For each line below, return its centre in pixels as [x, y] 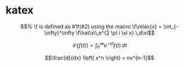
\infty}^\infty [59, 32]
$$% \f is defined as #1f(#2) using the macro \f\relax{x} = [91, 26]
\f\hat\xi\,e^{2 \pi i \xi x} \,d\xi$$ [116, 32]
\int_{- [171, 26]
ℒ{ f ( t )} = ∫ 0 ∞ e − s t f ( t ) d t [99, 45]
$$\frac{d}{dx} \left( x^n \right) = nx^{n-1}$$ [99, 58]
